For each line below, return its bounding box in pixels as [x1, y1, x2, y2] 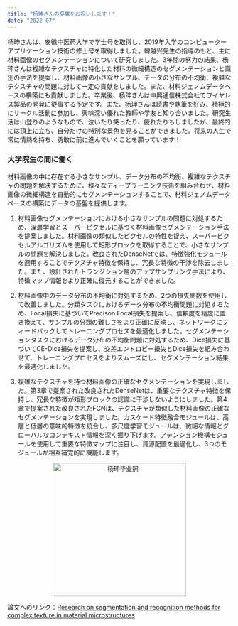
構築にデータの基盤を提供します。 [31, 198, 131, 207]
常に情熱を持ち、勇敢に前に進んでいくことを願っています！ [7, 135, 181, 144]
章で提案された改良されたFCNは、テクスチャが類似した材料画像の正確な [17, 404, 230, 412]
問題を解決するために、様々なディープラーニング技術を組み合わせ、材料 [19, 180, 231, 189]
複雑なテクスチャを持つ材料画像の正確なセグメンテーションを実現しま [17, 377, 223, 386]
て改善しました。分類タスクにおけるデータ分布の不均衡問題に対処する [17, 300, 224, 308]
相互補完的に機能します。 [48, 448, 123, 457]
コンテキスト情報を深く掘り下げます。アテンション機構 [48, 431, 210, 439]
